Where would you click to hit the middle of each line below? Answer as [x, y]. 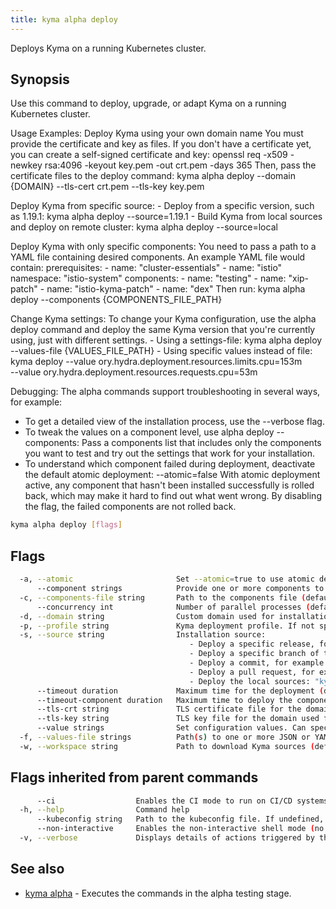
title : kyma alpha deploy [64, 19]
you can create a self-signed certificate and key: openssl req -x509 [149, 155]
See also [37, 869]
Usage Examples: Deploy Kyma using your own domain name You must [157, 133]
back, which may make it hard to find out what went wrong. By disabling [173, 496]
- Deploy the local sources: [250, 681]
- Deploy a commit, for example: [259, 663]
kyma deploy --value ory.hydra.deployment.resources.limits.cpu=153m [156, 362]
